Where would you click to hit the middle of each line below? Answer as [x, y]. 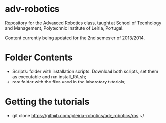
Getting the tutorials [47, 102]
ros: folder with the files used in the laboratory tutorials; [69, 82]
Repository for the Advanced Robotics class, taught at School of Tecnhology [83, 23]
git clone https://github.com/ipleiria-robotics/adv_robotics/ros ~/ [78, 115]
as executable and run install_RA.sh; [49, 76]
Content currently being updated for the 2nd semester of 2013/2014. [75, 38]
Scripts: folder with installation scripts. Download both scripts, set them [85, 71]
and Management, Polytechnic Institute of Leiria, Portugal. [64, 28]
